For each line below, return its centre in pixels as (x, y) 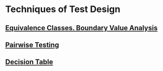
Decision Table (29, 62)
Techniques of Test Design (63, 9)
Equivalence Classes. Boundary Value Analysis (81, 28)
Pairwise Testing (32, 45)
